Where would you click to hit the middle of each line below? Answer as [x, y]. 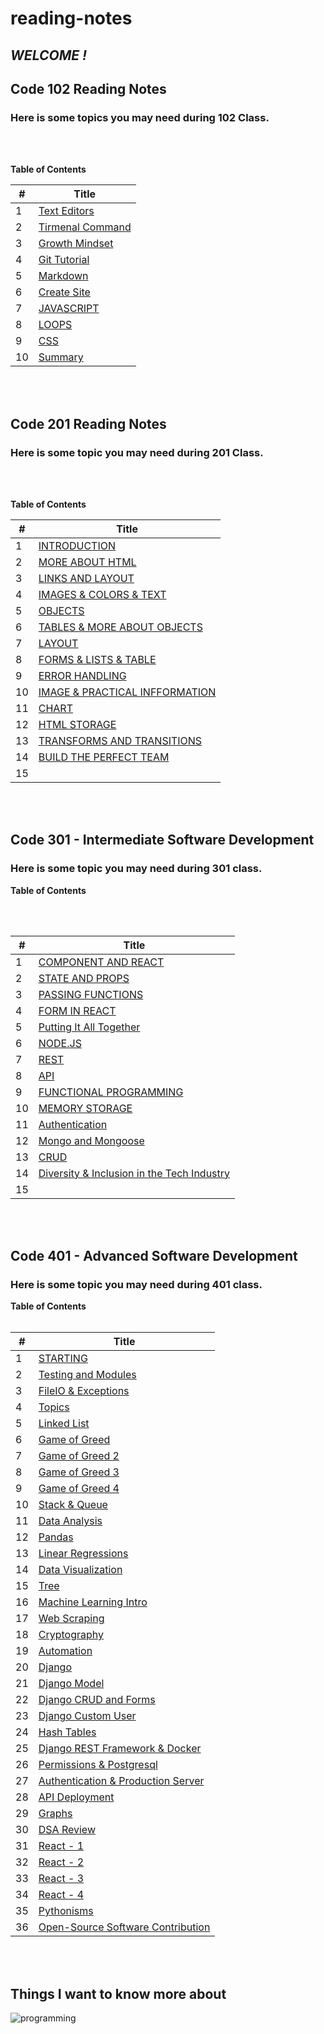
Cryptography [71, 1635]
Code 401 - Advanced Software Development [154, 1256]
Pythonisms [66, 1911]
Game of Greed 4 [79, 1489]
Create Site [64, 292]
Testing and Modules [87, 1375]
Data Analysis [70, 1521]
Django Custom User [87, 1716]
